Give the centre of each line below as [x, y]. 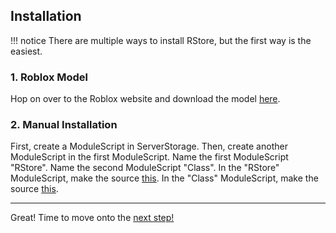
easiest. [26, 51]
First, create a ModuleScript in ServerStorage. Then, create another [149, 146]
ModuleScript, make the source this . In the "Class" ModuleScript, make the [164, 178]
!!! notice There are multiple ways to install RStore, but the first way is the [161, 40]
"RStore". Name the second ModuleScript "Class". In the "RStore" [145, 168]
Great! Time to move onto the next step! [92, 218]
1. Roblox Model [49, 77]
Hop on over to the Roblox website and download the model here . [145, 99]
